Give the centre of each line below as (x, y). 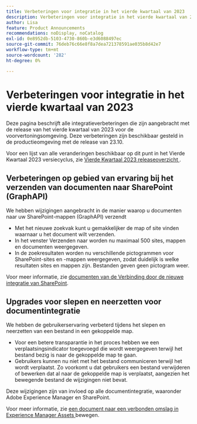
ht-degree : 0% (23, 60)
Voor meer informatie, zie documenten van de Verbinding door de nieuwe (95, 277)
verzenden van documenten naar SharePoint (89, 187)
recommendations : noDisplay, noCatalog (55, 33)
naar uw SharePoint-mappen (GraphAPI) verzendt (66, 217)
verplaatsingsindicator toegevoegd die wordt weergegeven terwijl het (98, 349)
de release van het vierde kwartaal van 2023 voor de (70, 130)
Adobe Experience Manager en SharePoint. (58, 398)
